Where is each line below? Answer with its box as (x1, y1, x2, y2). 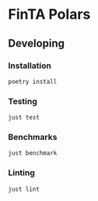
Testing (8, 95, 37, 106)
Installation (8, 60, 52, 71)
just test (8, 113, 40, 122)
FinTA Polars (8, 5, 91, 23)
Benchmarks (8, 131, 58, 142)
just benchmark (8, 149, 58, 157)
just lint (8, 185, 40, 193)
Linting (8, 167, 35, 178)
